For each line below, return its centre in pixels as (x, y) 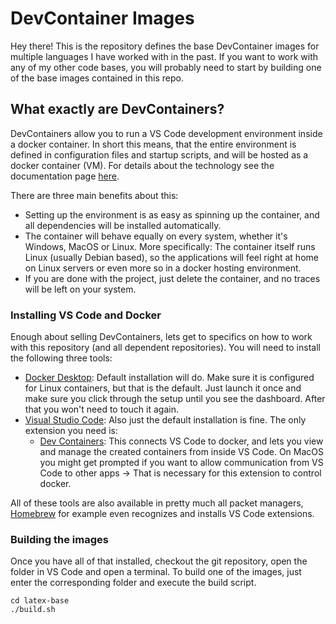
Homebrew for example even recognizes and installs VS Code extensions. (162, 514)
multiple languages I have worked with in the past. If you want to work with (164, 56)
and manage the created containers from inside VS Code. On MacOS (181, 452)
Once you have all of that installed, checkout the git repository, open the (159, 561)
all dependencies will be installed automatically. (123, 225)
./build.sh (33, 610)
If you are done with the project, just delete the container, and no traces (172, 278)
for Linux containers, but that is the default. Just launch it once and (163, 388)
